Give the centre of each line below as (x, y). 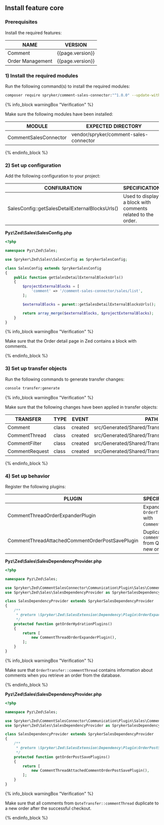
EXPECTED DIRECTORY (114, 126)
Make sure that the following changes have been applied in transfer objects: (81, 407)
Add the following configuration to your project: (53, 176)
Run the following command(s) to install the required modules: (68, 86)
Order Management (30, 61)
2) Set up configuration (33, 165)
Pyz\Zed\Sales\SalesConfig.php (39, 233)
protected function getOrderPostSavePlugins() (62, 757)
